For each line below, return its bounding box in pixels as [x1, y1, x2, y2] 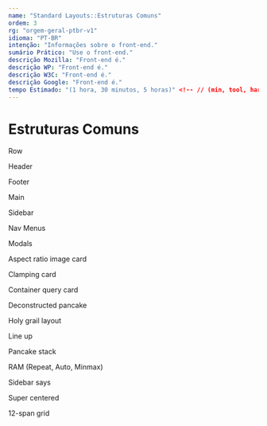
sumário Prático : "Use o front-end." [8, 49, 133, 57]
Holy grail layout [8, 316, 62, 326]
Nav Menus [8, 224, 46, 233]
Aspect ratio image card [8, 254, 87, 264]
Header [8, 162, 33, 171]
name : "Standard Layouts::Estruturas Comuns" [8, 11, 161, 20]
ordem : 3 [8, 19, 37, 27]
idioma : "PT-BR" [8, 33, 62, 42]
